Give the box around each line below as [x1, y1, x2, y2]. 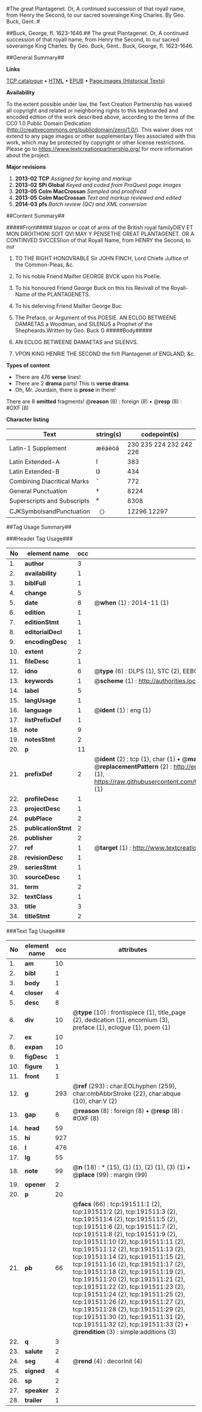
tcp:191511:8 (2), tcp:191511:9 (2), [73, 1230, 177, 1238]
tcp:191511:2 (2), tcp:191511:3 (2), [73, 1208, 177, 1215]
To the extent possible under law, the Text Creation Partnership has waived [6, 100, 192, 108]
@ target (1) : [94, 844, 132, 852]
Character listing [6, 416, 49, 423]
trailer [25, 1396, 43, 1404]
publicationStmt [25, 824, 72, 832]
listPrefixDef [25, 716, 62, 724]
